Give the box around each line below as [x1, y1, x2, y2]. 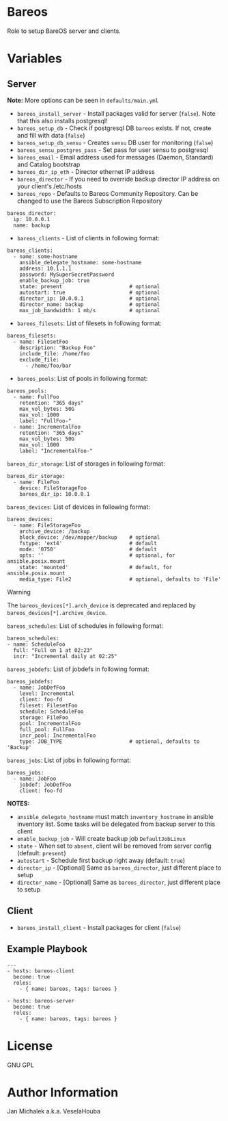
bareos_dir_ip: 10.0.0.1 [19, 490, 90, 497]
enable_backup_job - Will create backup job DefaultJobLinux [16, 834, 186, 842]
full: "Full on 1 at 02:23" [13, 646, 94, 654]
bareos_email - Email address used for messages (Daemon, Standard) [16, 153, 214, 161]
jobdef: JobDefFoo [19, 781, 72, 788]
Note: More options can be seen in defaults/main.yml [7, 96, 159, 104]
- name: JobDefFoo [13, 684, 66, 691]
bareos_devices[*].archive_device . [7, 608, 107, 616]
